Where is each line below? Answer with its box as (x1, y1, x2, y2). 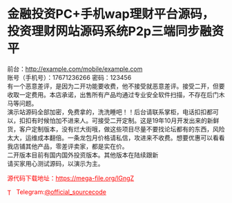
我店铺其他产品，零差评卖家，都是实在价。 (7, 142, 128, 150)
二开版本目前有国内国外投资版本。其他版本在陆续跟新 (7, 151, 159, 159)
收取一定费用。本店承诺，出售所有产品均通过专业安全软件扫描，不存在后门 (7, 90, 219, 98)
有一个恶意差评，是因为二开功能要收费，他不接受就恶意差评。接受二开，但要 (7, 82, 225, 90)
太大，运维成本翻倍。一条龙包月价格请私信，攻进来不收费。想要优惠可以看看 (7, 133, 225, 142)
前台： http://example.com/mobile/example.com (7, 65, 143, 73)
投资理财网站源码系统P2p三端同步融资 (7, 23, 224, 39)
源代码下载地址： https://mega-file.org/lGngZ (7, 173, 135, 182)
